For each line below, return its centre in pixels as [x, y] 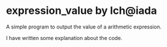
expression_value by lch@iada [81, 11]
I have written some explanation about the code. [64, 38]
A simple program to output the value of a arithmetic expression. [84, 27]
